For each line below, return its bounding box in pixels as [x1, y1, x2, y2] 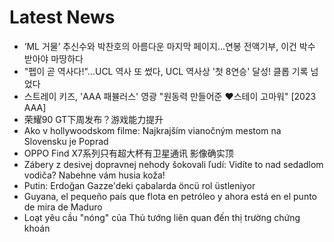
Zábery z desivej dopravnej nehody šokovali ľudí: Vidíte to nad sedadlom [23, 158, 324, 170]
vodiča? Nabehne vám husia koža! [23, 169, 166, 181]
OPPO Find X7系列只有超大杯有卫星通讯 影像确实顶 [23, 147, 234, 159]
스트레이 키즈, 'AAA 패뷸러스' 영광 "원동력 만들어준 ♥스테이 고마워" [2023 [23, 90, 317, 102]
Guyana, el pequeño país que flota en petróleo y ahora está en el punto [23, 190, 318, 202]
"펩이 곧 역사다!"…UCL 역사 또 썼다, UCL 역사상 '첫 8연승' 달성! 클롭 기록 [23, 65, 309, 77]
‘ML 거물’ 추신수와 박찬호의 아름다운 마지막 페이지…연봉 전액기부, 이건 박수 [23, 40, 316, 52]
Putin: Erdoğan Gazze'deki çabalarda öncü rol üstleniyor [23, 179, 256, 191]
